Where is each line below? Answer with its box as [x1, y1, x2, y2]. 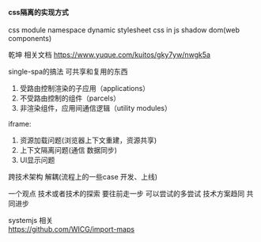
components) [8, 34, 52, 43]
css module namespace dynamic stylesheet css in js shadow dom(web [8, 25, 240, 35]
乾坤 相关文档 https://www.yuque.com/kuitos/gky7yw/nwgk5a [8, 50, 211, 59]
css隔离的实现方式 [8, 7, 69, 17]
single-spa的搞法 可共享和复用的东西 [8, 67, 128, 77]
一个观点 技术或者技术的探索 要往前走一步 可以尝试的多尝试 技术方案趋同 [8, 189, 245, 199]
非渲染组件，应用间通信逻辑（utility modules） [19, 104, 172, 113]
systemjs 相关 [8, 216, 54, 225]
